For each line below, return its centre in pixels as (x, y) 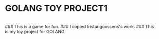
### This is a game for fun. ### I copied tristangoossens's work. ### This (79, 26)
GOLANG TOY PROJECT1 (56, 8)
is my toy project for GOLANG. (35, 31)
